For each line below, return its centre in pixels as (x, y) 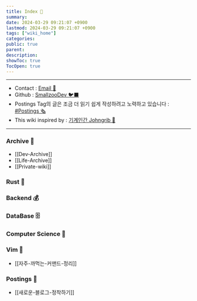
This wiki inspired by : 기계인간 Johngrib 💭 (65, 120)
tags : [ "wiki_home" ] (31, 33)
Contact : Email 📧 (35, 88)
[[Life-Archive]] (33, 160)
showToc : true (23, 60)
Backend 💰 (23, 198)
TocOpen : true (23, 66)
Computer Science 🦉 (36, 234)
